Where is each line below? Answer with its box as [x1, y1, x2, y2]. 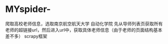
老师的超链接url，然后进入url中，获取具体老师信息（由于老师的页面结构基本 [5, 26, 163, 33]
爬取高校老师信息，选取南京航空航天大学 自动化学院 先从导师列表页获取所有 [5, 20, 163, 26]
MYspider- [5, 3, 51, 15]
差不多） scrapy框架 [5, 33, 48, 39]
